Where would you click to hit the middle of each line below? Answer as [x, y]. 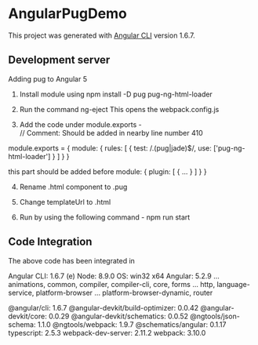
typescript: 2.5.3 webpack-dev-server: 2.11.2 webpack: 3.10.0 [107, 332]
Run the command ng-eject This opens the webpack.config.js [119, 109]
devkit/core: [27, 316]
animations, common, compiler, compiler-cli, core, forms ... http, [112, 284]
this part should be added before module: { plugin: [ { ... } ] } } [107, 171]
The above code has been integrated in [72, 260]
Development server [59, 60]
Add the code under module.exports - [81, 124]
